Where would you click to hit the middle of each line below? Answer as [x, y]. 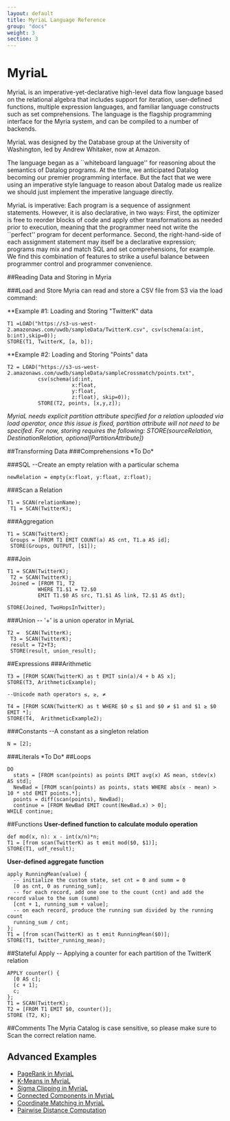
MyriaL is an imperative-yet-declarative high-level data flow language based [115, 92]
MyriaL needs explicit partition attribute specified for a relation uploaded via [115, 416]
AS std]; [20, 782]
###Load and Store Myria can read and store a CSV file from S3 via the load [115, 290]
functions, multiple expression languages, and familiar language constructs [113, 107]
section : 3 [23, 39]
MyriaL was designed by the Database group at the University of [99, 142]
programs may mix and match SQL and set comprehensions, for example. [111, 249]
